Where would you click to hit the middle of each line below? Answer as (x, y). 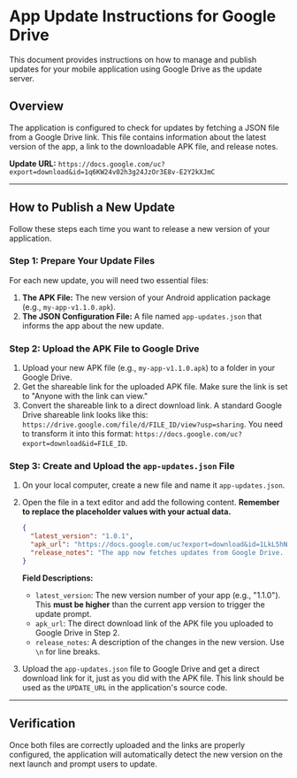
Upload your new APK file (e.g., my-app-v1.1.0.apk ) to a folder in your (148, 368)
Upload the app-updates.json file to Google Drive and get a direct (141, 668)
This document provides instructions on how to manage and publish (133, 59)
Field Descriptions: (57, 578)
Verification (42, 724)
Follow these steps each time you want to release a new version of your (140, 228)
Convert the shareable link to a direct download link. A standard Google (152, 405)
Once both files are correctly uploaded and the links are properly (127, 744)
